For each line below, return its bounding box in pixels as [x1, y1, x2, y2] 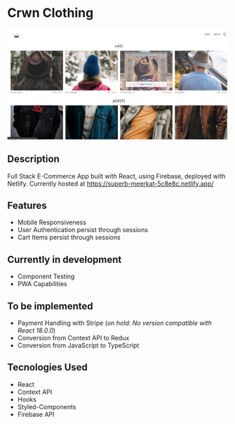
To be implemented [7, 300, 93, 312]
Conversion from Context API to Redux [17, 333, 130, 342]
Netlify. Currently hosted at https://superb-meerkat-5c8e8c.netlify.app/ [7, 179, 214, 188]
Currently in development [7, 253, 122, 265]
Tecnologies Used [7, 361, 88, 373]
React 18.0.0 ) [17, 326, 56, 335]
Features [7, 199, 47, 212]
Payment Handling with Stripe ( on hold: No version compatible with [17, 319, 212, 327]
